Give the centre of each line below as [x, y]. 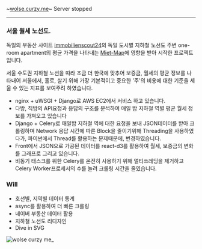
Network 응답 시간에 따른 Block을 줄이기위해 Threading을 [104, 131]
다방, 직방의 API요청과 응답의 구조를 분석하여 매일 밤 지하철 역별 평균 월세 [101, 108]
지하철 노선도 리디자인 [41, 221]
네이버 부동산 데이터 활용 [44, 214]
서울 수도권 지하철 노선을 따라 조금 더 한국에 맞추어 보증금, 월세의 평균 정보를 [96, 73]
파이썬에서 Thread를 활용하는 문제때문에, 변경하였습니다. [94, 138]
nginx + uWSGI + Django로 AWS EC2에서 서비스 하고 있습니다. [90, 101]
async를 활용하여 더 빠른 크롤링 [52, 206]
